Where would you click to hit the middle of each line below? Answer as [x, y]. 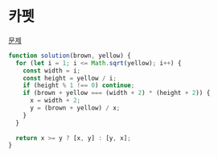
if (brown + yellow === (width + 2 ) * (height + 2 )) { [117, 93]
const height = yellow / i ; [70, 78]
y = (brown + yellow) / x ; [75, 108]
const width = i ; [52, 70]
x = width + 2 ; [55, 101]
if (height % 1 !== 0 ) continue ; [79, 85]
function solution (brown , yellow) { [70, 56]
